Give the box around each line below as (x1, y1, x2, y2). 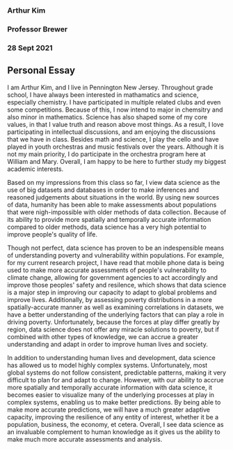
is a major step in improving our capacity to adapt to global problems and (7, 288, 217, 297)
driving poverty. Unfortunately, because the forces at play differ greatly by (7, 317, 220, 326)
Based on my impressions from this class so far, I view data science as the (7, 178, 220, 186)
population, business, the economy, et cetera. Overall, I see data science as (7, 420, 224, 428)
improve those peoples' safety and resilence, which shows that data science (7, 280, 227, 289)
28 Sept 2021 (7, 43, 54, 52)
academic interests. (7, 165, 64, 173)
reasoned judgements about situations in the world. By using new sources (7, 193, 220, 201)
